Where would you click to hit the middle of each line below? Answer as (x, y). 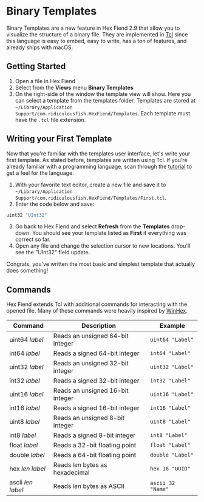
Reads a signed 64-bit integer (96, 353)
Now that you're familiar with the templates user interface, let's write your (98, 154)
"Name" (159, 489)
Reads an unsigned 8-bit (89, 418)
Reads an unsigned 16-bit (91, 391)
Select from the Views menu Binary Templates (74, 87)
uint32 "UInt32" (27, 215)
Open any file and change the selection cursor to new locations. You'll (103, 246)
